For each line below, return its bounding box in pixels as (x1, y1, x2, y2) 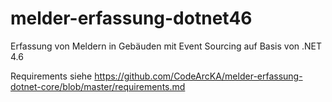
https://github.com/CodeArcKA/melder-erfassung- (94, 70, 303, 82)
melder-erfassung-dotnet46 (10, 7, 253, 30)
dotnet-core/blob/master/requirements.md (10, 80, 186, 92)
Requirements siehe (10, 70, 93, 82)
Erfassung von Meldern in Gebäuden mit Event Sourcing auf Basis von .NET (10, 40, 323, 52)
